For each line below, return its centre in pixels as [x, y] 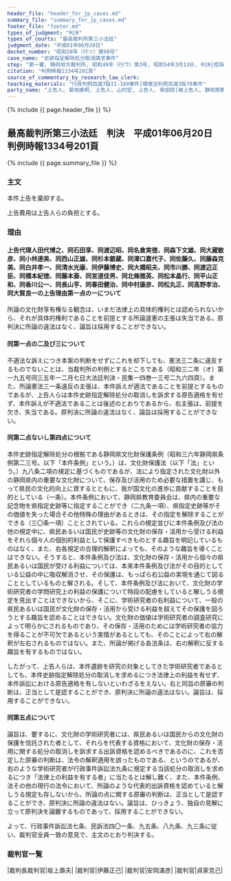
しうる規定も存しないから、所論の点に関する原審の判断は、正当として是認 [112, 794]
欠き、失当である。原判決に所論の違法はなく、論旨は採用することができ [109, 412]
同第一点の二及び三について [46, 344]
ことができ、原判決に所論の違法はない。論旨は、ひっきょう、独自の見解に [118, 803]
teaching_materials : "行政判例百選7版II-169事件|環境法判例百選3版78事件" [107, 84]
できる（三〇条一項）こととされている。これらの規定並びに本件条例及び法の [115, 522]
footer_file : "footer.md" [44, 26]
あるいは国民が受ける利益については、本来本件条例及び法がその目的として [118, 566]
